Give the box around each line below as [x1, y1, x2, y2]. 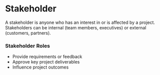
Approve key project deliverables [12, 59, 80, 65]
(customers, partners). [5, 30, 51, 36]
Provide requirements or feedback [12, 54, 83, 60]
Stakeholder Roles [5, 42, 51, 49]
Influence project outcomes [12, 64, 69, 70]
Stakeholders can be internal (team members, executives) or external [5, 24, 147, 30]
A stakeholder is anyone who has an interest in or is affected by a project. [5, 19, 155, 25]
